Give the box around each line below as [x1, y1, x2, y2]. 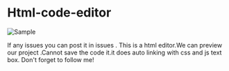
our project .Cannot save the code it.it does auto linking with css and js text [7, 48, 222, 57]
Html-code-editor [7, 5, 112, 21]
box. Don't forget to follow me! [7, 55, 94, 63]
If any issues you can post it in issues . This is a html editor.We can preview [7, 41, 223, 49]
